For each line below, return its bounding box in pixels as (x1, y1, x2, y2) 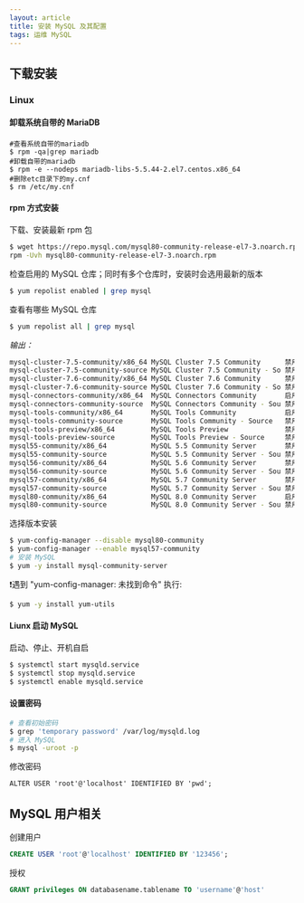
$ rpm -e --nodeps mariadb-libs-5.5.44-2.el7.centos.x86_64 (9, 165, 242, 174)
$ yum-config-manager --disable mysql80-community (9, 536, 204, 546)
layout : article (9, 13, 71, 23)
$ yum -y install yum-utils (9, 599, 116, 609)
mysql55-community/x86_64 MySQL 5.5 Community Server (9, 442, 257, 451)
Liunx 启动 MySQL (9, 621, 79, 632)
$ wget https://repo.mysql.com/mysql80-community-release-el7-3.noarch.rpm (9, 242, 301, 252)
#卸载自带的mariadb (9, 157, 76, 166)
